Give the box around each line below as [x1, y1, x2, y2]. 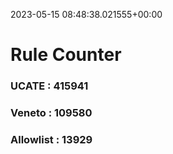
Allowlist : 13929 [10, 132, 93, 146]
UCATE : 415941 [10, 79, 89, 93]
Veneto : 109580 [10, 106, 93, 120]
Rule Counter [10, 44, 122, 66]
